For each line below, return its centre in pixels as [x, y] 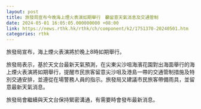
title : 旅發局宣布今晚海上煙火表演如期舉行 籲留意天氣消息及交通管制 [82, 17]
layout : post [22, 12]
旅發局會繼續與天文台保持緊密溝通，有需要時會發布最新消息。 [82, 100]
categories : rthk [28, 34]
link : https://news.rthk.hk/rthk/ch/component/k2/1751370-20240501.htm [97, 28]
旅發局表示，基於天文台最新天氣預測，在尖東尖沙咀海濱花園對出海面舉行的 [98, 65]
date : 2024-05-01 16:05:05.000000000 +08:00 [63, 23]
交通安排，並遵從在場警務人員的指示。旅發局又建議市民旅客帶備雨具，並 [100, 80]
